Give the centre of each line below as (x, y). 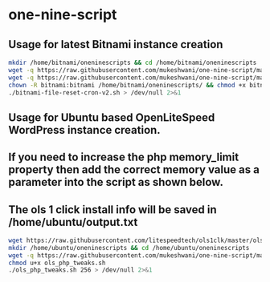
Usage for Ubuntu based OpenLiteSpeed (112, 117)
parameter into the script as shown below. (116, 182)
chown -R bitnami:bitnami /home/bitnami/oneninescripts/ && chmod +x (127, 85)
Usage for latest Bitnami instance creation (116, 44)
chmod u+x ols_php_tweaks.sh (57, 263)
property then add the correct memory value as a (134, 170)
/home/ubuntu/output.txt (73, 222)
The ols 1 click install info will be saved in (112, 209)
